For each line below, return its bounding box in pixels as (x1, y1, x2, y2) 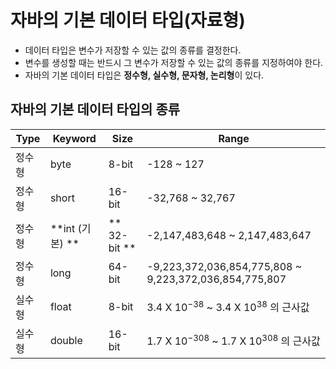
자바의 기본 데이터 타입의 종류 (10, 101, 181, 118)
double (49, 333, 83, 347)
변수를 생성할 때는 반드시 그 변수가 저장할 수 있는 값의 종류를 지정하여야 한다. (24, 56, 324, 68)
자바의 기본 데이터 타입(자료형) (10, 9, 246, 32)
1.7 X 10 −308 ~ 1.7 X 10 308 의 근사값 (146, 332, 321, 348)
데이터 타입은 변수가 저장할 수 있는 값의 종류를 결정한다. (24, 44, 242, 56)
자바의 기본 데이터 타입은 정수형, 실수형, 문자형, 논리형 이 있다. (24, 69, 265, 81)
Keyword (52, 131, 97, 145)
